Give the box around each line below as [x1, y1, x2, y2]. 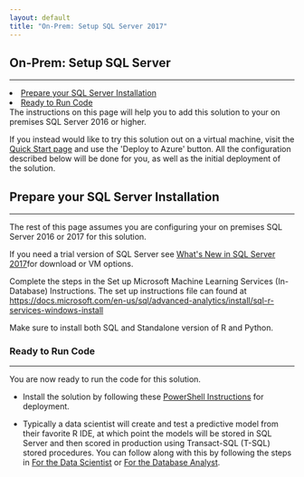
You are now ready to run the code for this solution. [9, 374, 202, 385]
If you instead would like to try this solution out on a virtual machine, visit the [9, 134, 295, 145]
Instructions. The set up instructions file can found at [49, 286, 247, 297]
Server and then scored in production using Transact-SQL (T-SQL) [22, 438, 271, 449]
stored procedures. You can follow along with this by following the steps [22, 447, 292, 458]
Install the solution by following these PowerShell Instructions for [22, 391, 264, 403]
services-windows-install [9, 305, 104, 316]
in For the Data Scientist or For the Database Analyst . [22, 457, 221, 468]
